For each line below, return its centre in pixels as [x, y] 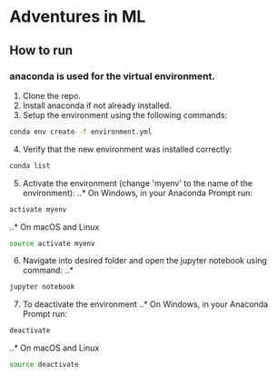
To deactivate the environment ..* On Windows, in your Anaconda [145, 304]
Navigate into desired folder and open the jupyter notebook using [145, 261]
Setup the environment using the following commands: [125, 114]
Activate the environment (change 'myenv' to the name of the [137, 183]
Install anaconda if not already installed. [97, 105]
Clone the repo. [52, 95]
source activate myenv [52, 243]
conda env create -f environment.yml [81, 132]
